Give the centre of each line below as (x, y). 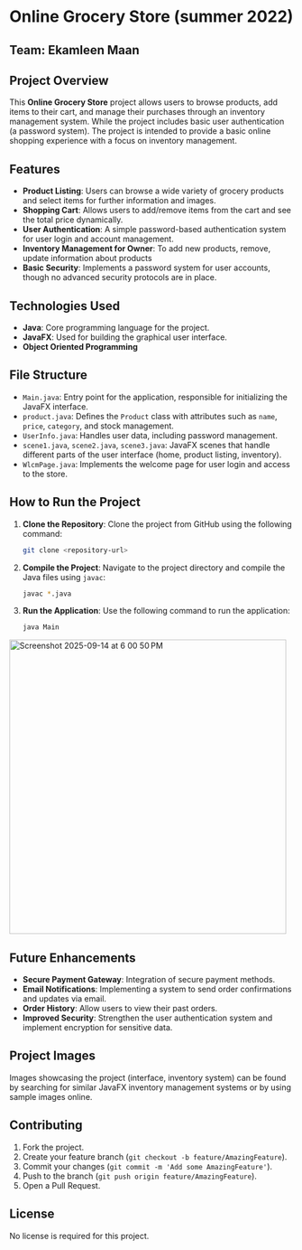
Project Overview (59, 80)
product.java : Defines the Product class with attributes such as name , (150, 416)
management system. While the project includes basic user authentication (147, 122)
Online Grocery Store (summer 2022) (151, 17)
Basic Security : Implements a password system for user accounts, (146, 268)
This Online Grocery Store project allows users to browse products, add (143, 102)
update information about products (87, 258)
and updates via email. (64, 999)
